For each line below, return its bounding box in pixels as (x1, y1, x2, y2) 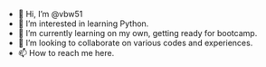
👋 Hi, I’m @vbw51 (17, 9, 83, 19)
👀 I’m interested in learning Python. (17, 18, 149, 29)
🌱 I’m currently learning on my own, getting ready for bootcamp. (17, 28, 258, 38)
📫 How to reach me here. (17, 48, 115, 58)
